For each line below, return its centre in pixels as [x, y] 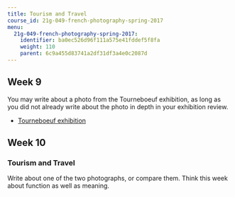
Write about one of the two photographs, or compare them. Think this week [118, 179]
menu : [15, 27]
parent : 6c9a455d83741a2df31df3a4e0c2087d [84, 54]
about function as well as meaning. [59, 186]
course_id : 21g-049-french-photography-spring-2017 [85, 21]
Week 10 [27, 143]
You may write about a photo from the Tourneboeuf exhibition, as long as [114, 99]
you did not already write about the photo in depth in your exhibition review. [118, 106]
